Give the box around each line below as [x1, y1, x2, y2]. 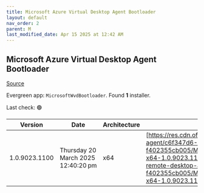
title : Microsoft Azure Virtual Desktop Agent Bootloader [6, 9, 156, 15]
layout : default [6, 15, 47, 21]
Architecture [103, 120, 141, 128]
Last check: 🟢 [6, 104, 42, 111]
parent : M [6, 26, 32, 32]
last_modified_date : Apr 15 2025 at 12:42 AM [6, 32, 123, 38]
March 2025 [59, 153, 96, 162]
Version [20, 120, 44, 128]
